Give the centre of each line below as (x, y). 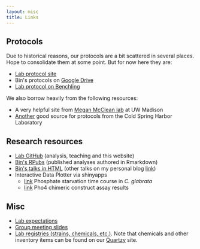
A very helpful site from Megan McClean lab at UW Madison (89, 110)
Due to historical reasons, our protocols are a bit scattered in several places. (100, 56)
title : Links (22, 17)
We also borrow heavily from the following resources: (72, 98)
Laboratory (28, 123)
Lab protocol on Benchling (47, 87)
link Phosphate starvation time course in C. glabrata (88, 181)
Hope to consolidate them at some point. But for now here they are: (89, 62)
